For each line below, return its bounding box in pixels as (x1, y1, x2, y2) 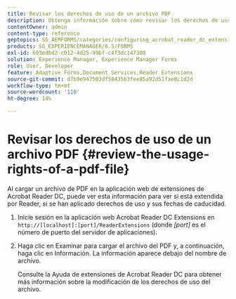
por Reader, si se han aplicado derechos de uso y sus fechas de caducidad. (7, 199, 227, 208)
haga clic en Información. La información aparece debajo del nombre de (17, 248, 227, 257)
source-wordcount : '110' (7, 88, 80, 95)
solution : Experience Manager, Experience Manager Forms (7, 56, 178, 63)
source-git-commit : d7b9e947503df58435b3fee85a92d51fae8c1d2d (7, 75, 193, 83)
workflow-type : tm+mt (7, 82, 71, 89)
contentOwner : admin (7, 23, 68, 30)
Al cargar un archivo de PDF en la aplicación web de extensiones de (7, 184, 205, 193)
